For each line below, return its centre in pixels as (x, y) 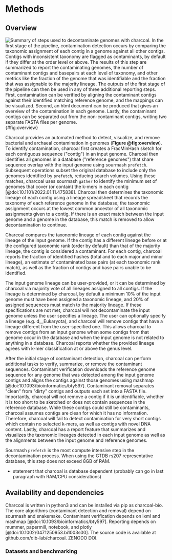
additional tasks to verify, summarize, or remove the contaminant (74, 364)
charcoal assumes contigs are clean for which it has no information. (77, 413)
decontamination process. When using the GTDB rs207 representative (79, 456)
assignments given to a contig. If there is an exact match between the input (84, 214)
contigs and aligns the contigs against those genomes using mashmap (80, 380)
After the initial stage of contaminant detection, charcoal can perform (78, 358)
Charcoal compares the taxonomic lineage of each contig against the (78, 235)
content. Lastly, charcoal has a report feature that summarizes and (76, 429)
